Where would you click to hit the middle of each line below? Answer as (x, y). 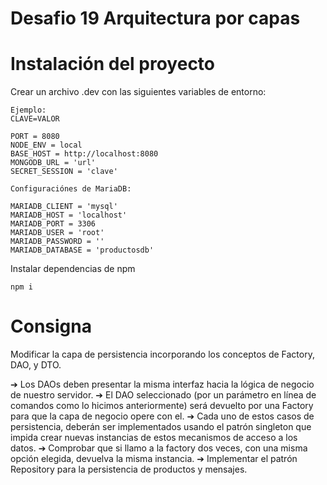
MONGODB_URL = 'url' (53, 163)
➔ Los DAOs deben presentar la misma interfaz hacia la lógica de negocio (162, 384)
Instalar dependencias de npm (73, 269)
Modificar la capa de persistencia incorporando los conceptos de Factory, (162, 354)
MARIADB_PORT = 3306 (53, 224)
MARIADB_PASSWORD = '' (57, 242)
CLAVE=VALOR (35, 119)
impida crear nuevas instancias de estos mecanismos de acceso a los (154, 438)
